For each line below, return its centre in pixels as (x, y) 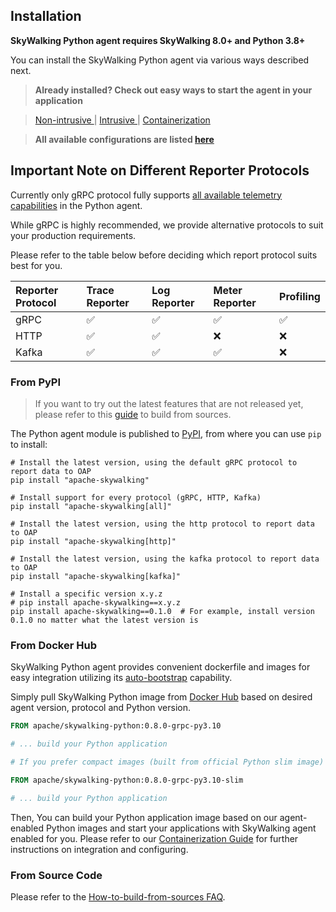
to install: (29, 444)
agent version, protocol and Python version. (101, 708)
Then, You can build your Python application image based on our (144, 817)
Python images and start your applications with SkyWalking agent (181, 828)
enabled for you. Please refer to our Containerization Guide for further (154, 838)
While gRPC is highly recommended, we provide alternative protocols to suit (167, 225)
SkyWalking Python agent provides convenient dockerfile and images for (160, 667)
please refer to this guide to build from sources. (133, 414)
